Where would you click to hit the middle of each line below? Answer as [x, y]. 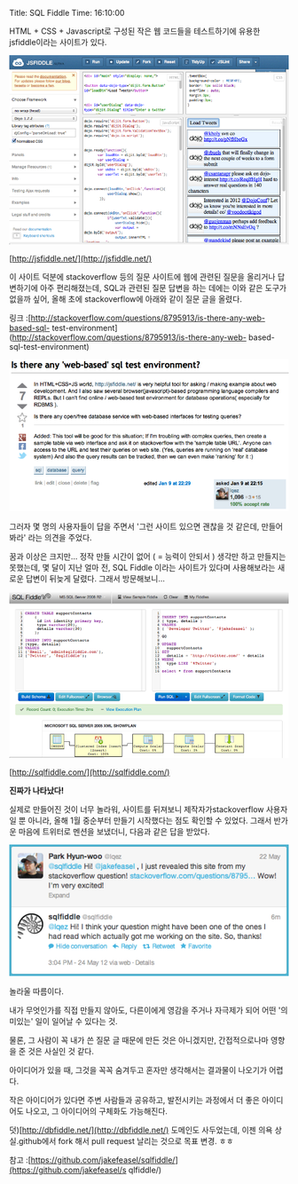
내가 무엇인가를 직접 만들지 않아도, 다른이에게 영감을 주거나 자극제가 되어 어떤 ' [145, 1010]
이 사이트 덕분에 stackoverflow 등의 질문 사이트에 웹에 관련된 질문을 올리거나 [142, 277]
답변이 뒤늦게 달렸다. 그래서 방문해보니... [95, 579]
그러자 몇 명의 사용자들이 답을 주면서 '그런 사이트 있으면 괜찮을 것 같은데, [134, 526]
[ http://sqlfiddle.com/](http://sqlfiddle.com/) [90, 772]
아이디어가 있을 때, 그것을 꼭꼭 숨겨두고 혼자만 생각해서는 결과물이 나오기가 [138, 1070]
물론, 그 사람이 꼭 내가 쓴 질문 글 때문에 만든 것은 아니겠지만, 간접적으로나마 [139, 1040]
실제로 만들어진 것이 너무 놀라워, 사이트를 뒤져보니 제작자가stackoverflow [137, 809]
